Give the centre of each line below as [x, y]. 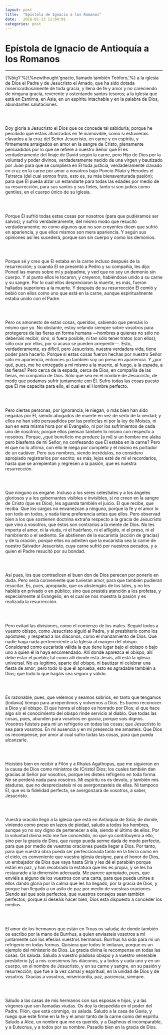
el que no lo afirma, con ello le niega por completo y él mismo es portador [81, 447]
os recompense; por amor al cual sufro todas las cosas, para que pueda [79, 734]
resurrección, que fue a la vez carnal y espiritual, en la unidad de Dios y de [82, 971]
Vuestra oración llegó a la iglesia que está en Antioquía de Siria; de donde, [82, 820]
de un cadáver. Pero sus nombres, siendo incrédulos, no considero [74, 453]
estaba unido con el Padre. [33, 299]
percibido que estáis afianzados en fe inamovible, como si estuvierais [77, 134]
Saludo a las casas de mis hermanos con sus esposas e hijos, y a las [76, 1000]
